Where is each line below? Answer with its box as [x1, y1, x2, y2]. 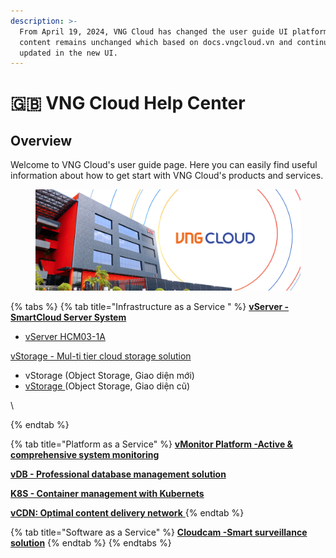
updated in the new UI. [19, 48, 118, 58]
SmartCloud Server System [10, 311, 127, 323]
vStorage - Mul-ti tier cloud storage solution [10, 350, 192, 362]
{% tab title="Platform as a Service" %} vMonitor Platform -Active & [10, 438, 293, 450]
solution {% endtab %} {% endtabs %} [10, 536, 172, 549]
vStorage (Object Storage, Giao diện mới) [24, 369, 195, 381]
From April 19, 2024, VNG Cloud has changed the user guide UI [19, 26, 288, 37]
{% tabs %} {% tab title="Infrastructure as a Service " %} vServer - [10, 300, 290, 312]
